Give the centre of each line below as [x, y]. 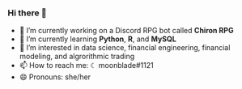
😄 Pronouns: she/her [55, 77]
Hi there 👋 [28, 13]
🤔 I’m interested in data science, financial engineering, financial [125, 48]
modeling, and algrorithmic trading [77, 57]
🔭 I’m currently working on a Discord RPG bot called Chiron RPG [126, 31]
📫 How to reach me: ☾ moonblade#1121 [87, 66]
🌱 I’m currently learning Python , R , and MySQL [98, 39]
